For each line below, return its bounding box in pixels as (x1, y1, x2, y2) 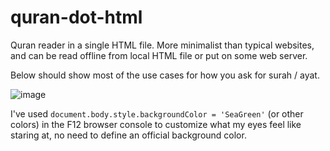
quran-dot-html (10, 6, 143, 29)
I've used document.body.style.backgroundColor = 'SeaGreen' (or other (10, 107, 304, 120)
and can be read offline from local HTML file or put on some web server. (10, 49, 308, 61)
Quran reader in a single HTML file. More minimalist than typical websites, (10, 39, 315, 51)
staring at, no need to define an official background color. (10, 129, 247, 141)
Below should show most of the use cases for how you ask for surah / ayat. (10, 69, 320, 81)
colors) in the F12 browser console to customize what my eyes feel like (10, 118, 302, 130)
